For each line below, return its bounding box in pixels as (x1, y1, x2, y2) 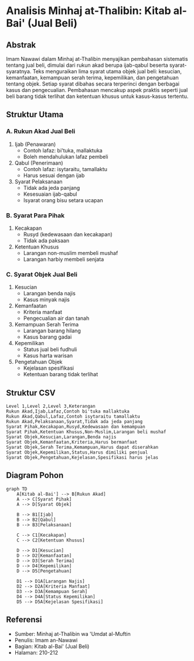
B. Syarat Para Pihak (6, 211, 65, 219)
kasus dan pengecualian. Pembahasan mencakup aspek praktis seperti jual (6, 87, 188, 93)
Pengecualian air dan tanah (23, 315, 90, 322)
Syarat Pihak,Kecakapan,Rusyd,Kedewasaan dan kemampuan (6, 424, 145, 430)
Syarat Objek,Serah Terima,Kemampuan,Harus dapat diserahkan (6, 444, 159, 451)
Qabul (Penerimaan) (14, 159, 63, 166)
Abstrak (6, 40, 36, 50)
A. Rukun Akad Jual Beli (6, 127, 76, 135)
